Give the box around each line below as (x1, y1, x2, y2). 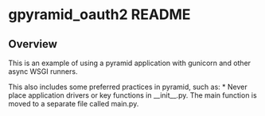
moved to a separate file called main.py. (8, 99, 139, 108)
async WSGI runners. (8, 67, 78, 76)
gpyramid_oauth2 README (8, 6, 191, 24)
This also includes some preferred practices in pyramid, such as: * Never (8, 82, 248, 91)
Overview (8, 37, 58, 51)
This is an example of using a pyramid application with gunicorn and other (8, 58, 251, 68)
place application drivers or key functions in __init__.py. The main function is (8, 91, 257, 100)
